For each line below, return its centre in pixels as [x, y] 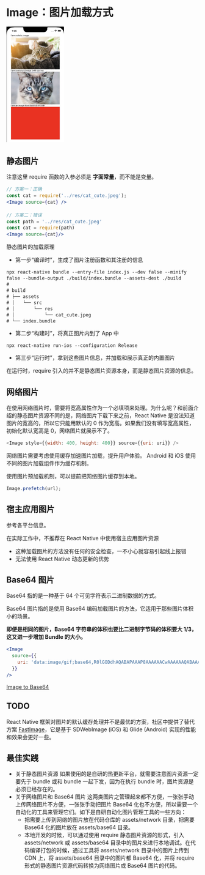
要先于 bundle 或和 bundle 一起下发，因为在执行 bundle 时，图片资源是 [104, 781]
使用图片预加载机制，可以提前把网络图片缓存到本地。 [73, 476]
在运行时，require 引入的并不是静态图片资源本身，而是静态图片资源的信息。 [102, 371]
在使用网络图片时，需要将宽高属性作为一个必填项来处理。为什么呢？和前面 [100, 408]
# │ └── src [24, 303]
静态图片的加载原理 [31, 247]
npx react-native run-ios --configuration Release [72, 346]
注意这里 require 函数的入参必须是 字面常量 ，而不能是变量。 [82, 177]
